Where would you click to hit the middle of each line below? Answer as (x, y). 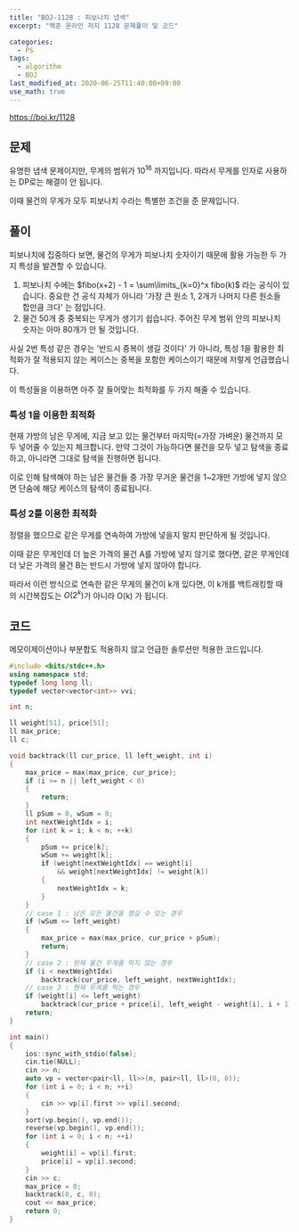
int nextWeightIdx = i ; (69, 822)
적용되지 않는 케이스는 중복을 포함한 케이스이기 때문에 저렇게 (147, 359)
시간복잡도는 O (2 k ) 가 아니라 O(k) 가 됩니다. (93, 595)
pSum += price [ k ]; (75, 847)
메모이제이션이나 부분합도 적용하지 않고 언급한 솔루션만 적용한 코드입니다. (137, 649)
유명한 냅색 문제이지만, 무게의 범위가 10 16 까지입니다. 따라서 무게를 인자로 (137, 170)
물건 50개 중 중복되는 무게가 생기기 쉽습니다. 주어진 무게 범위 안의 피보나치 (151, 318)
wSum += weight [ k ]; (77, 855)
